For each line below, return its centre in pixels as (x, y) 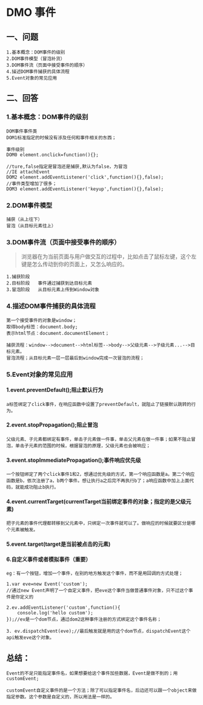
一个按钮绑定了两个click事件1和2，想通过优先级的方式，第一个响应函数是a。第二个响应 (101, 475)
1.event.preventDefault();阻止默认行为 (55, 390)
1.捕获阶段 (18, 277)
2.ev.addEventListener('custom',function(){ (63, 608)
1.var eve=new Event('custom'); (47, 584)
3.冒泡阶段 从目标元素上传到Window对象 (53, 290)
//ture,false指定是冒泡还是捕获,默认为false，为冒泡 (67, 167)
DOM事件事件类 (22, 131)
